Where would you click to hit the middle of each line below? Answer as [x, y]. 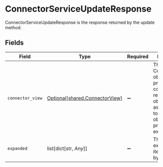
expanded [17, 148]
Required [138, 56]
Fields [15, 43]
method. [13, 27]
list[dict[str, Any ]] [67, 148]
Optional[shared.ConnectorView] [85, 98]
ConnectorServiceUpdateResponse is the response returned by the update [80, 22]
